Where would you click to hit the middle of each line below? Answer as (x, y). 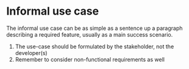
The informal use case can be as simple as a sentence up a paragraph (94, 28)
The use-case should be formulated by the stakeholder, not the (94, 46)
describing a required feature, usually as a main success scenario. (90, 34)
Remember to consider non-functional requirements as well (90, 59)
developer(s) (31, 53)
